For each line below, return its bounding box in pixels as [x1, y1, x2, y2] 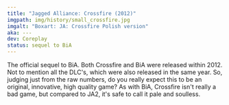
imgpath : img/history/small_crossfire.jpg [7, 16, 130, 23]
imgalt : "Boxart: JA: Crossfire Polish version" [7, 23, 149, 30]
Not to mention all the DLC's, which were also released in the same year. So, [7, 68, 223, 76]
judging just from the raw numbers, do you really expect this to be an [7, 75, 202, 83]
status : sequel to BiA [7, 42, 72, 49]
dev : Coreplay [7, 36, 48, 43]
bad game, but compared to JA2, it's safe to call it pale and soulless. [7, 90, 201, 98]
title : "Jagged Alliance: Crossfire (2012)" [7, 10, 136, 17]
